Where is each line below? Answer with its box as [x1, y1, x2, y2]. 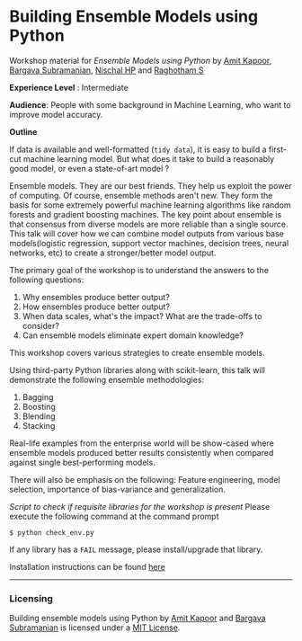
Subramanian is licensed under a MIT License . [9, 622, 181, 633]
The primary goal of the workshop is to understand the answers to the [9, 264, 270, 275]
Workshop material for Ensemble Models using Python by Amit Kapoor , [9, 55, 272, 66]
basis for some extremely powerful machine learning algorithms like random [9, 200, 291, 210]
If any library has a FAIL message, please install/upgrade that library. [9, 544, 263, 555]
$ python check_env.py [9, 528, 94, 537]
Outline [9, 126, 38, 137]
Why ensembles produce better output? [22, 291, 171, 302]
